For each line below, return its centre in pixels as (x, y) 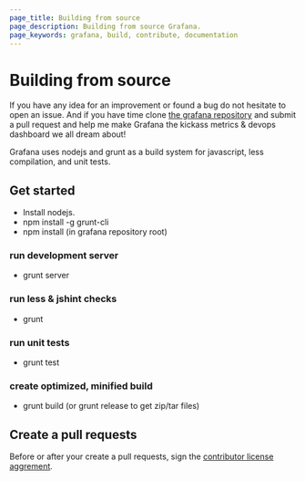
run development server (64, 256)
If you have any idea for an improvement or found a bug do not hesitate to (148, 105)
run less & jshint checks (63, 299)
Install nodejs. (49, 213)
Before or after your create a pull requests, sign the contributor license (142, 456)
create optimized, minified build (81, 386)
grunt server (46, 276)
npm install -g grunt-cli (66, 222)
